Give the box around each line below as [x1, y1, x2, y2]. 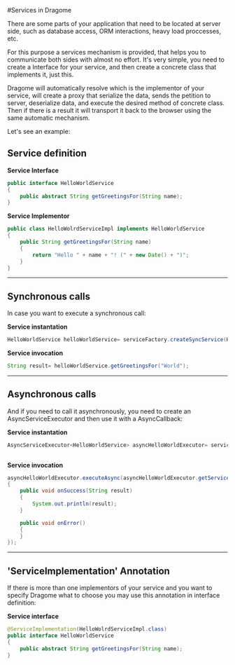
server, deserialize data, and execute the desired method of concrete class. [7, 99, 225, 107]
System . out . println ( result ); [32, 500, 117, 507]
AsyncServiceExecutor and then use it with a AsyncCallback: [7, 414, 183, 423]
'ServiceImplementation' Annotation [7, 565, 170, 577]
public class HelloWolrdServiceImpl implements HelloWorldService [7, 226, 205, 233]
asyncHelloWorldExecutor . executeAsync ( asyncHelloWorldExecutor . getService [7, 474, 230, 481]
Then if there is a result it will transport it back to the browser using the [7, 107, 212, 114]
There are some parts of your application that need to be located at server [7, 20, 222, 27]
